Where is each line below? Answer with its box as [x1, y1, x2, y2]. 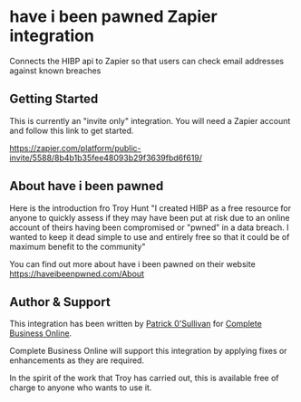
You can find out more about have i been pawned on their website [9, 258, 256, 269]
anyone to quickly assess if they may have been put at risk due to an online [9, 212, 290, 223]
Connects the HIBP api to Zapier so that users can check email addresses [9, 55, 284, 66]
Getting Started [9, 91, 99, 107]
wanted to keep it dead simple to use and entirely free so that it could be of [9, 231, 290, 242]
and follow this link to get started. [9, 125, 134, 136]
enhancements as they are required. [9, 355, 145, 366]
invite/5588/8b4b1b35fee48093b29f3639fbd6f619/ [9, 152, 202, 163]
